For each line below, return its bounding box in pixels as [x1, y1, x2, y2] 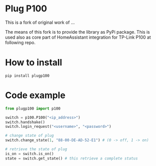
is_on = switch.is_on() [5, 151, 54, 156]
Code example [5, 90, 66, 101]
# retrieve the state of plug [5, 147, 68, 152]
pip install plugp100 [5, 73, 50, 78]
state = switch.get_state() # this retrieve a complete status [5, 156, 138, 161]
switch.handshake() [5, 119, 45, 124]
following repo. [5, 39, 36, 45]
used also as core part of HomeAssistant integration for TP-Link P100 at [5, 34, 151, 40]
